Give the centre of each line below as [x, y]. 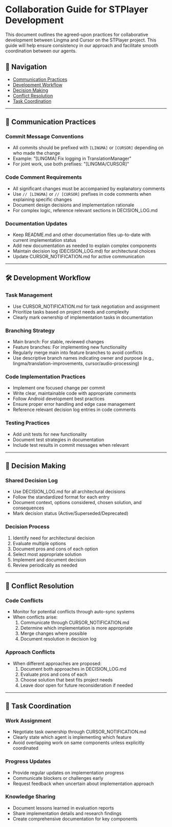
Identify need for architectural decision [54, 538]
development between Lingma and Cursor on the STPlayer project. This [81, 40]
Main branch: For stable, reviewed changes [58, 342]
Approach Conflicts [30, 652]
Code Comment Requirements [44, 177]
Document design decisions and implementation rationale [73, 205]
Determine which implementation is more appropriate [77, 628]
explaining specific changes [42, 199]
